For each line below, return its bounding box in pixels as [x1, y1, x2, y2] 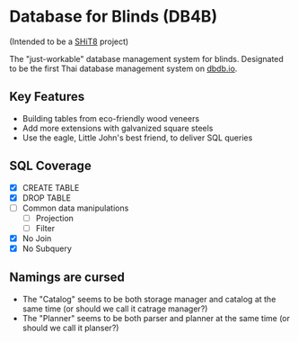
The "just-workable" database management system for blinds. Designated [9, 53, 285, 64]
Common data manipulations [22, 202, 129, 213]
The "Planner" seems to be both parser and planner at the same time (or [22, 312, 290, 323]
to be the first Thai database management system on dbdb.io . [9, 63, 238, 74]
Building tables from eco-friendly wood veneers [22, 112, 200, 123]
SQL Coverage [9, 158, 92, 174]
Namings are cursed [9, 270, 126, 285]
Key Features [9, 89, 85, 104]
